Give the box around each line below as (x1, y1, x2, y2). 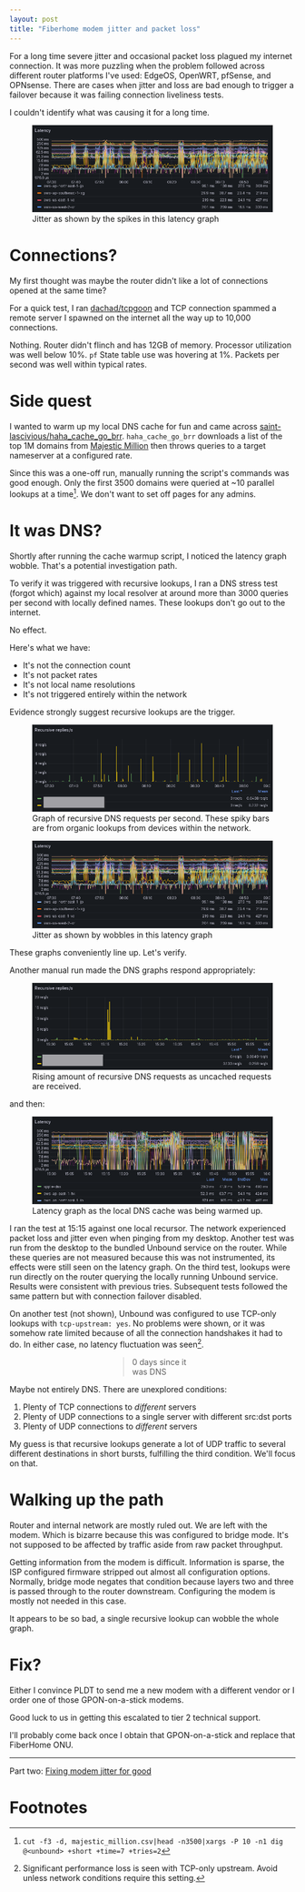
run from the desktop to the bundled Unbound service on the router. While (9, 1242, 288, 1253)
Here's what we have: (9, 642, 91, 653)
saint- (259, 420, 281, 431)
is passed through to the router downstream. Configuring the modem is (9, 1585, 276, 1596)
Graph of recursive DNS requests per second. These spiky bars (32, 813, 270, 824)
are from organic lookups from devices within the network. (32, 823, 251, 834)
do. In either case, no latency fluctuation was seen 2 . (9, 1338, 204, 1350)
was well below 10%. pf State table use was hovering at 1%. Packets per (9, 349, 280, 360)
